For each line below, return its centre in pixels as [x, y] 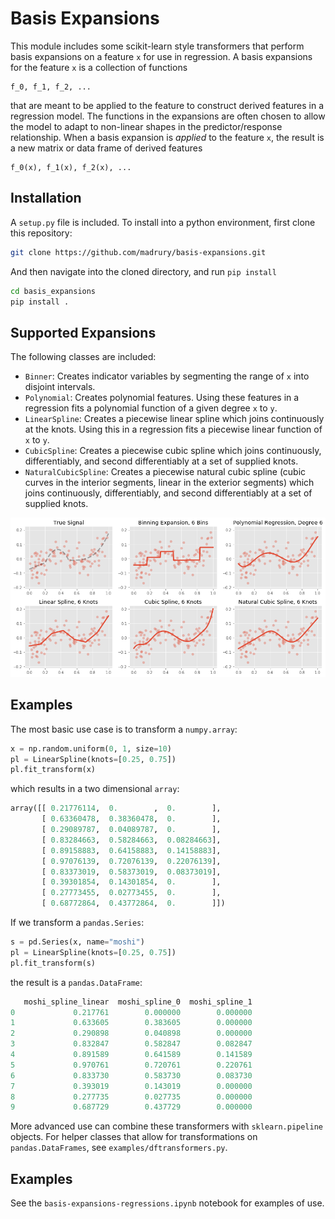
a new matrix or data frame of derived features [106, 148]
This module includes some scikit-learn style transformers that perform [157, 46]
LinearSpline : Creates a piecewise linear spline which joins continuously [174, 419]
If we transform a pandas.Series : [77, 923]
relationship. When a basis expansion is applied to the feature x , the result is [167, 137]
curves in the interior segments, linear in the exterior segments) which [169, 483]
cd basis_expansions [53, 291]
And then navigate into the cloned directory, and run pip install [143, 271]
